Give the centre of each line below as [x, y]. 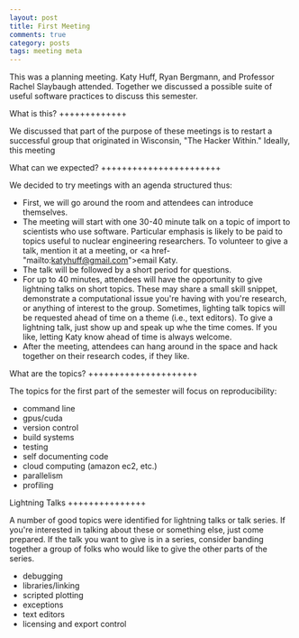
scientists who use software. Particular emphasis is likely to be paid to [153, 232]
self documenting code [65, 457]
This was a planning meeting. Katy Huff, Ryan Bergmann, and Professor [142, 77]
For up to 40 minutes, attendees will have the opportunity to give [142, 280]
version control [50, 428]
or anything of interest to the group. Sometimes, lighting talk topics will [154, 309]
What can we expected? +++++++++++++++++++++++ [115, 168]
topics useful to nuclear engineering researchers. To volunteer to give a [155, 241]
